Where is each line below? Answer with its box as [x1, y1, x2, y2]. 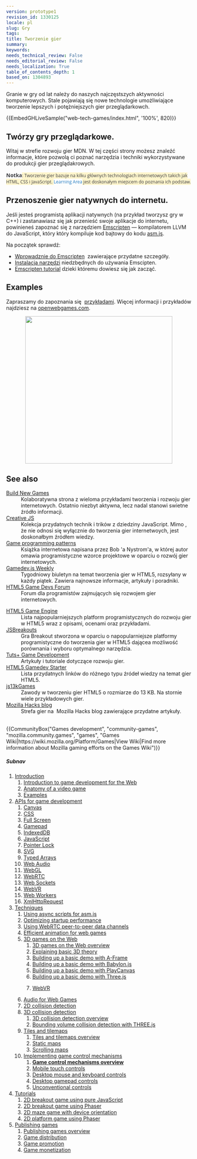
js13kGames [6, 682, 35, 690]
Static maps [32, 1040, 61, 1047]
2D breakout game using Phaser [23, 1102, 102, 1109]
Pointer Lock [23, 842, 55, 849]
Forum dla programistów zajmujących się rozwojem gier [21, 590, 156, 597]
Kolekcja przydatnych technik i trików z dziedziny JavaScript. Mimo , [21, 521, 187, 528]
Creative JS [6, 514, 35, 522]
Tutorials [14, 1090, 36, 1097]
